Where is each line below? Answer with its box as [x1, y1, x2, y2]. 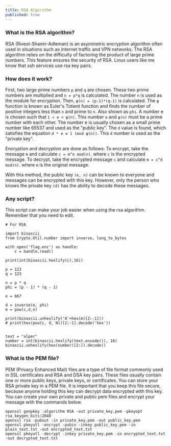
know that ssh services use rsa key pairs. [5, 62, 92, 68]
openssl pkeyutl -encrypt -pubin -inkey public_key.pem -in [5, 422, 136, 427]
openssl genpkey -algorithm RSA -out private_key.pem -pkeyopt [5, 409, 143, 414]
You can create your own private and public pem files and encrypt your [5, 393, 155, 400]
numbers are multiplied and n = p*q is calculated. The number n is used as [5, 92, 162, 99]
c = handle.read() [14, 249, 54, 254]
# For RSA [5, 222, 27, 227]
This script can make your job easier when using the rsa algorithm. [5, 207, 145, 213]
